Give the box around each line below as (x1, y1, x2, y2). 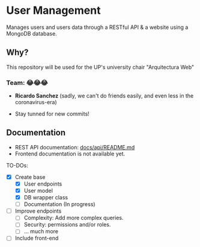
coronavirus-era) (14, 99, 57, 106)
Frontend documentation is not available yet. (14, 150, 126, 157)
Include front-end (14, 234, 59, 242)
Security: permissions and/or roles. (23, 221, 111, 228)
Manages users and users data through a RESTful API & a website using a (6, 23, 189, 31)
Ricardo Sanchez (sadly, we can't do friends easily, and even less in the (14, 92, 194, 99)
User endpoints (23, 180, 62, 187)
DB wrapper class (23, 194, 68, 201)
